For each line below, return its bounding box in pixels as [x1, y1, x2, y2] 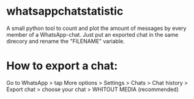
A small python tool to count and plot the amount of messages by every [6, 24, 187, 32]
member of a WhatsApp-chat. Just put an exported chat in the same [6, 31, 179, 38]
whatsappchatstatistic [6, 4, 124, 18]
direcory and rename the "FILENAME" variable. [6, 37, 125, 45]
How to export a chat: [6, 59, 118, 73]
